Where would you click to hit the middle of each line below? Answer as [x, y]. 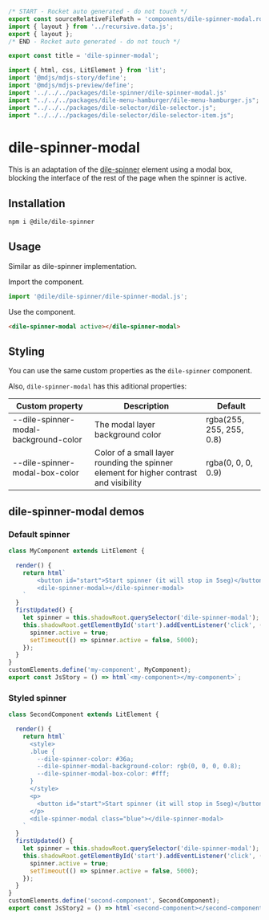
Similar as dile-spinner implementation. [73, 266]
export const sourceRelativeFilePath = [75, 19]
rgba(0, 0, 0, [229, 463]
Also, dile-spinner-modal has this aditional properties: [98, 386]
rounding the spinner [134, 463]
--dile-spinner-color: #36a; [86, 759]
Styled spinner [38, 698]
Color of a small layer [134, 453]
